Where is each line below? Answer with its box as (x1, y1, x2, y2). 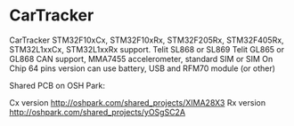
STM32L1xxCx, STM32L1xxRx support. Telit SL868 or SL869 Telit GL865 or (9, 43, 285, 54)
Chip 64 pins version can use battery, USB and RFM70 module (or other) (9, 63, 276, 74)
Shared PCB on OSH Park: (9, 80, 105, 91)
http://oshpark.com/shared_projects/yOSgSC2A (9, 106, 185, 117)
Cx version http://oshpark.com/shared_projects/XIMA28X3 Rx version (9, 97, 265, 107)
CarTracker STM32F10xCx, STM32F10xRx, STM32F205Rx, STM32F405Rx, (9, 35, 284, 45)
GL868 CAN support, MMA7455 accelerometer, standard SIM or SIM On (9, 53, 274, 64)
